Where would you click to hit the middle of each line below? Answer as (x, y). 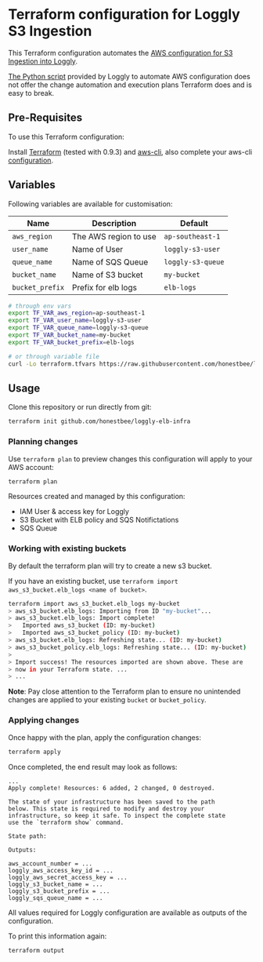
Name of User (97, 249)
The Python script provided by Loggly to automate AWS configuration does (129, 76)
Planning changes (43, 442)
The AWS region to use (114, 236)
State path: (27, 836)
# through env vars (40, 306)
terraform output (36, 950)
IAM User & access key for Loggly (74, 512)
